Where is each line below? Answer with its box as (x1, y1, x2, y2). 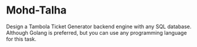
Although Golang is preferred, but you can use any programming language (6, 29, 187, 36)
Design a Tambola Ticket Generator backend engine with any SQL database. (6, 23, 192, 30)
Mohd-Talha (6, 4, 67, 17)
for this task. (6, 35, 37, 42)
